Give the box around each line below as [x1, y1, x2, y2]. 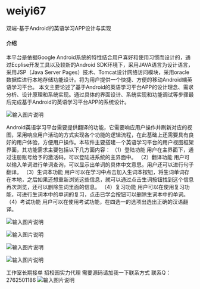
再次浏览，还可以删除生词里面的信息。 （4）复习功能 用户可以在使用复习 [6, 184, 185, 191]
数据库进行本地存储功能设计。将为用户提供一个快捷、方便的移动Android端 [6, 76, 187, 83]
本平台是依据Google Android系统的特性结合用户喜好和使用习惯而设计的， [6, 54, 186, 61]
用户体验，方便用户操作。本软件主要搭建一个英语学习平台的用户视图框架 [16, 139, 194, 146]
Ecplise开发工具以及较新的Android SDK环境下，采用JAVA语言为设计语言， [11, 61, 193, 69]
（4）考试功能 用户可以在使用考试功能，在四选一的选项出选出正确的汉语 [6, 198, 183, 206]
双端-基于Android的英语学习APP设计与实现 [6, 24, 111, 32]
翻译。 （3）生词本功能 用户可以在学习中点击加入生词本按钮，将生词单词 [6, 169, 185, 176]
